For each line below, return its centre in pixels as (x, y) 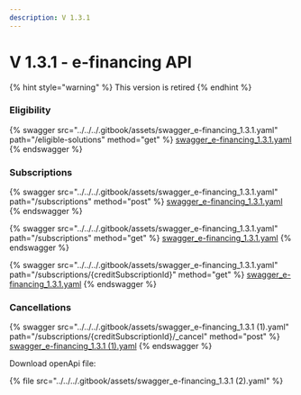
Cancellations (41, 308)
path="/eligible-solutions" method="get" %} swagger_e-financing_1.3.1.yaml (150, 139)
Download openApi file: (53, 364)
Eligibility (30, 111)
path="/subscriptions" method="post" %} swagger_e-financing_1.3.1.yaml (146, 202)
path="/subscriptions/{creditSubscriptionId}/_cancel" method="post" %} (145, 337)
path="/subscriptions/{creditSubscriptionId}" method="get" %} (127, 274)
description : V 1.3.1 (50, 18)
